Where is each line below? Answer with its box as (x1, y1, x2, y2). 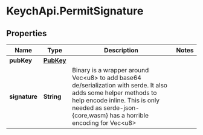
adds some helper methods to (72, 89, 157, 97)
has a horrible (109, 111, 149, 119)
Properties (6, 28, 47, 39)
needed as (72, 104, 103, 112)
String (43, 92, 62, 101)
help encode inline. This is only (72, 96, 160, 104)
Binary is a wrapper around (72, 66, 149, 74)
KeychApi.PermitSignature (6, 4, 144, 18)
